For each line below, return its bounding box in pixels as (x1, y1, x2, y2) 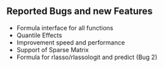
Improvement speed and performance (16, 38, 125, 47)
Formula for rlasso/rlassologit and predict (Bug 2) (16, 53, 158, 61)
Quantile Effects (16, 31, 63, 39)
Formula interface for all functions (16, 23, 113, 32)
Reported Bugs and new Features (6, 5, 153, 17)
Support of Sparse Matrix (16, 45, 89, 54)
